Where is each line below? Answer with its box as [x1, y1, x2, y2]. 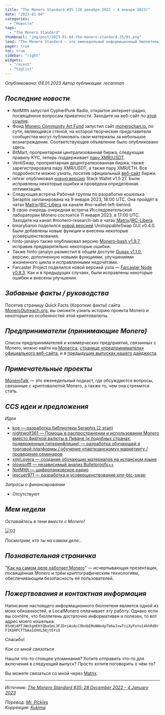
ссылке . [12, 118, 29, 124]
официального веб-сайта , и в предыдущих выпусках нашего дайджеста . [5, 350, 158, 356]
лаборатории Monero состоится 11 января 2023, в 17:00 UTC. [12, 212, 140, 218]
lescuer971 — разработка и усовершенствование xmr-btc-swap [12, 472, 146, 478]
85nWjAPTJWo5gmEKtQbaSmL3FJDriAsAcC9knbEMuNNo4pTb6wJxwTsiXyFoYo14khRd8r [5, 623, 160, 628]
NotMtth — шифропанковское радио [12, 467, 89, 473]
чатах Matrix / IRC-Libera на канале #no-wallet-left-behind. [12, 201, 132, 207]
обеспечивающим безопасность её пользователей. [5, 575, 114, 581]
